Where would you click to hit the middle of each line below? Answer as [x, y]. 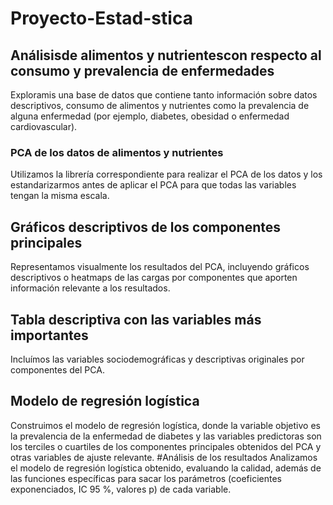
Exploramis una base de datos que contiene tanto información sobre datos [164, 95]
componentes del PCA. [57, 369]
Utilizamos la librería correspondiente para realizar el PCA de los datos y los [166, 174]
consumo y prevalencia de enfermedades [142, 70]
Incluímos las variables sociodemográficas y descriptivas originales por [157, 359]
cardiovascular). [44, 126]
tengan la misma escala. [60, 196]
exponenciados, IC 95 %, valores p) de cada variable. [121, 489]
